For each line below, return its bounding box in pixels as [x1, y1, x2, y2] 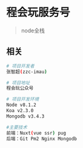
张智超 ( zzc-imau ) [6, 68, 47, 75]
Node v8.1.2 [6, 102, 36, 108]
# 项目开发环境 [6, 96, 39, 102]
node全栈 [21, 27, 45, 34]
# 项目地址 [6, 80, 30, 86]
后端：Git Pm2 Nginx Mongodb [6, 135, 78, 142]
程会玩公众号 [6, 85, 34, 91]
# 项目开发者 [6, 63, 35, 69]
